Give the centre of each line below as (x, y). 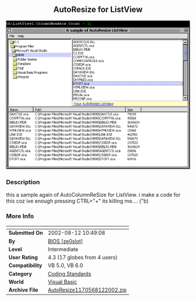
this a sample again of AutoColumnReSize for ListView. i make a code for (93, 195)
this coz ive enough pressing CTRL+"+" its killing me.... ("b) (77, 201)
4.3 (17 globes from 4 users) (83, 258)
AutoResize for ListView (98, 10)
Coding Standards (69, 273)
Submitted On (26, 233)
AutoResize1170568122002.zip (87, 290)
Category (20, 273)
